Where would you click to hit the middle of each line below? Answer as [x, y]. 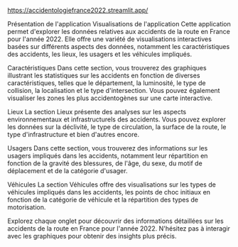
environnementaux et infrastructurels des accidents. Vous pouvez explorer [117, 119]
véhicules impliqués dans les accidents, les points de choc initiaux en [109, 192]
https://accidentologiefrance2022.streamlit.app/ [78, 10]
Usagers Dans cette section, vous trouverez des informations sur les [108, 148]
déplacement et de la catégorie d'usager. [67, 171]
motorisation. [27, 207]
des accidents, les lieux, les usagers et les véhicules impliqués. [100, 54]
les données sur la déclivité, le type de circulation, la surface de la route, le [117, 127]
